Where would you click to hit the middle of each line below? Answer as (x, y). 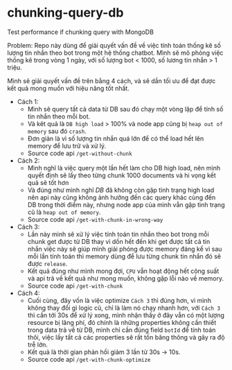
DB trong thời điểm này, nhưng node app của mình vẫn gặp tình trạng (126, 204)
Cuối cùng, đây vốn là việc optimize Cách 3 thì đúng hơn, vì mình (119, 300)
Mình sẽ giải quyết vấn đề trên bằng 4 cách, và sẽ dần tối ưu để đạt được (111, 80)
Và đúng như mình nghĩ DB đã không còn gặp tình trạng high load (121, 190)
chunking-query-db (65, 13)
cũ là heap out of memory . (64, 212)
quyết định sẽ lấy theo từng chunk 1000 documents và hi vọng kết (122, 175)
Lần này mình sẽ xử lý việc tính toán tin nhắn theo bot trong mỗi (118, 234)
